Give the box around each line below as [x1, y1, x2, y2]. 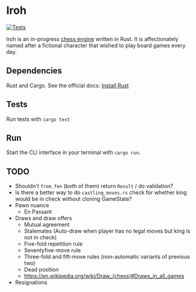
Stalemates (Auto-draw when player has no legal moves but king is [24, 227, 191, 235]
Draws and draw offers [14, 215, 72, 222]
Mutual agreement [24, 221, 70, 229]
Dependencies [6, 66, 62, 76]
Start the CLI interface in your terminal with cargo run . [6, 149, 141, 156]
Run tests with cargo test [6, 115, 71, 123]
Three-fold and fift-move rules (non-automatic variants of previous [24, 253, 191, 261]
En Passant [24, 208, 52, 215]
